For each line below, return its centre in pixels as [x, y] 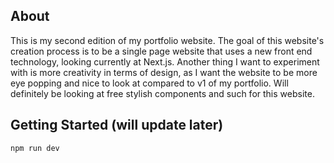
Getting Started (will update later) [117, 125]
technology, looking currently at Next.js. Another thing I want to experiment [165, 61]
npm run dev [35, 148]
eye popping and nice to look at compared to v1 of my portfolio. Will [149, 83]
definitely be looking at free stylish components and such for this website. [162, 93]
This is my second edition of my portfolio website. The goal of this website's [167, 40]
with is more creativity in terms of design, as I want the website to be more [164, 72]
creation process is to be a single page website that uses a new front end [161, 51]
